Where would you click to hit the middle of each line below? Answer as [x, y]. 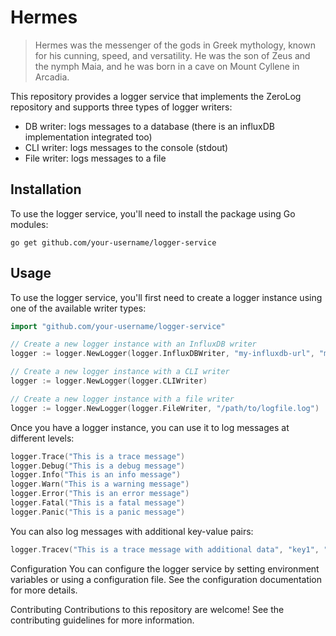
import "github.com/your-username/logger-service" [118, 326]
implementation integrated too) [88, 137]
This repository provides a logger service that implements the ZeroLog [156, 96]
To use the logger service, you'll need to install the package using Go [153, 213]
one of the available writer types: [78, 308]
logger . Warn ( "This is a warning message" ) [100, 484]
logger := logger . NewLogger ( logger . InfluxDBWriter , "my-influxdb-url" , [162, 354]
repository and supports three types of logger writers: [121, 107]
